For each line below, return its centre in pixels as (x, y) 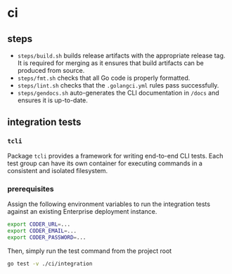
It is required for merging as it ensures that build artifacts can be (110, 63)
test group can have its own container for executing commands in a (105, 163)
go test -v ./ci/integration (50, 263)
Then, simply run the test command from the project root (90, 251)
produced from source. (51, 70)
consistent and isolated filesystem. (58, 170)
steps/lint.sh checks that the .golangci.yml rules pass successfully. (118, 85)
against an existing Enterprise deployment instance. (82, 211)
